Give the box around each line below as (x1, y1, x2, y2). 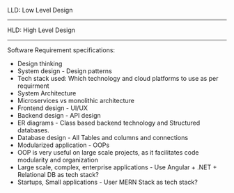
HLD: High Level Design (7, 26, 75, 34)
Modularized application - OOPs (17, 141, 110, 149)
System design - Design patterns (17, 67, 113, 75)
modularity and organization (17, 156, 99, 164)
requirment (17, 82, 50, 90)
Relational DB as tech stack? (17, 171, 99, 178)
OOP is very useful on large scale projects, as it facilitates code (17, 148, 199, 156)
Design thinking (17, 59, 63, 68)
